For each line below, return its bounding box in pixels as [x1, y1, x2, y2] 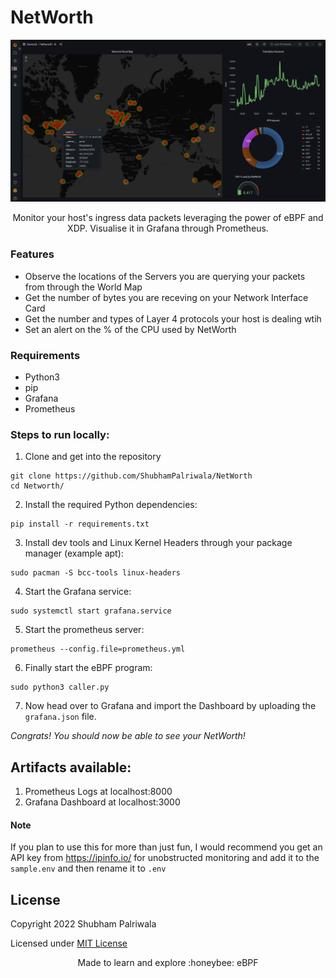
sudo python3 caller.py [10, 682, 110, 693]
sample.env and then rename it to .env [10, 862, 167, 875]
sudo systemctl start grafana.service [10, 606, 172, 616]
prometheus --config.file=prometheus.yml [10, 644, 186, 655]
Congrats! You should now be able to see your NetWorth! [10, 730, 246, 742]
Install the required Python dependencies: [24, 499, 198, 511]
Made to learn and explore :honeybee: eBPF [77, 957, 259, 969]
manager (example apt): [24, 547, 124, 560]
